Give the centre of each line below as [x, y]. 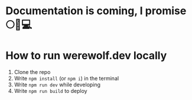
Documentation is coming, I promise [96, 11]
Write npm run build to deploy [51, 91]
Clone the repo [32, 72]
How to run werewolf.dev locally [86, 56]
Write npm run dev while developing [57, 85]
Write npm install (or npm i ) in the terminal [66, 79]
